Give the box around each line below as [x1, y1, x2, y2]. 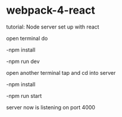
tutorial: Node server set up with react [6, 23, 99, 30]
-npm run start [6, 92, 42, 99]
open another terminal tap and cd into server [6, 69, 116, 76]
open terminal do [6, 34, 48, 42]
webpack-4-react [6, 4, 95, 17]
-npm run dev [6, 58, 40, 65]
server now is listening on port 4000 [6, 103, 95, 110]
